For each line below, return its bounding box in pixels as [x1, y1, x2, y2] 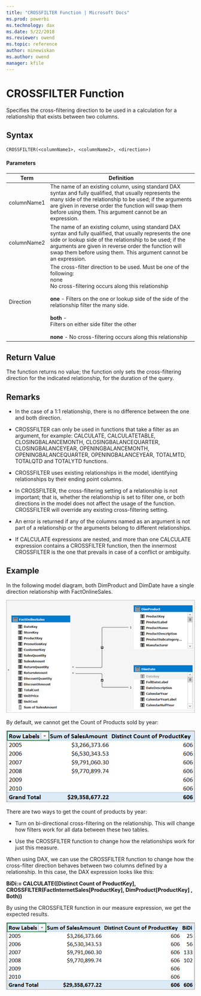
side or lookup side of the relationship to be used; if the [50, 236, 185, 243]
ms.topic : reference [6, 41, 58, 47]
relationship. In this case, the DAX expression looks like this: [6, 869, 154, 876]
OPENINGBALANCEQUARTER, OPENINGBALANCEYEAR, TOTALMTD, [14, 451, 186, 458]
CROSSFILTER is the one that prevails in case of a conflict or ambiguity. [14, 548, 191, 555]
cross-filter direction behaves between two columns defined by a [6, 862, 167, 869]
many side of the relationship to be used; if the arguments [50, 196, 192, 203]
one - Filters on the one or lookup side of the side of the [50, 295, 188, 302]
